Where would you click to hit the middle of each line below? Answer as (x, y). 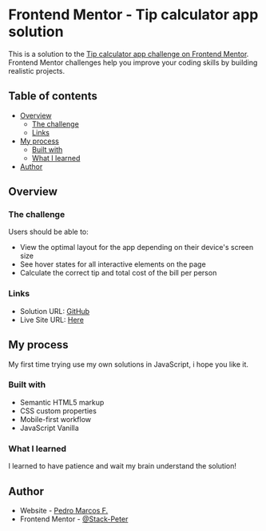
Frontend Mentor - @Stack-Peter (74, 519)
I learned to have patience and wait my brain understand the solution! (123, 466)
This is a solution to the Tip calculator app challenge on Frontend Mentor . (129, 54)
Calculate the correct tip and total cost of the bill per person (118, 273)
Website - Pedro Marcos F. (64, 510)
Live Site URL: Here (52, 320)
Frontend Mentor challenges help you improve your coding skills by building (133, 62)
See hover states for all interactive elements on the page (113, 264)
